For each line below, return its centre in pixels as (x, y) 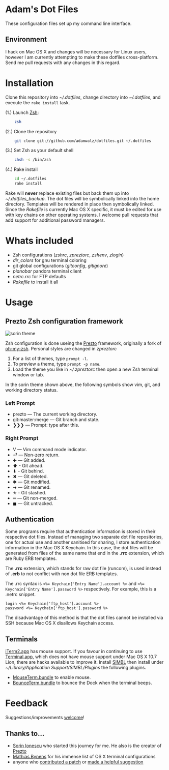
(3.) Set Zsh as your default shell (39, 151)
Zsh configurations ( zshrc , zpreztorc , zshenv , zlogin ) (68, 255)
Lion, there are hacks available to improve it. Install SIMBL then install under (84, 662)
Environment (26, 39)
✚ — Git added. (29, 460)
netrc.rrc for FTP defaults (39, 276)
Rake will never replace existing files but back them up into (67, 193)
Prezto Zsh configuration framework (64, 321)
